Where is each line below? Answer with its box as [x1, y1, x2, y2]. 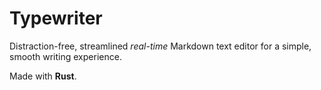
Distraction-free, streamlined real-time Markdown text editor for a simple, [9, 40, 312, 52]
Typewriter [9, 7, 103, 30]
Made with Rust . [9, 70, 77, 82]
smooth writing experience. [9, 50, 122, 62]
